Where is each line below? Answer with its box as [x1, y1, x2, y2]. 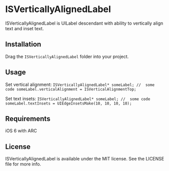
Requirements [5, 114, 50, 123]
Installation [5, 40, 41, 49]
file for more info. [5, 161, 41, 167]
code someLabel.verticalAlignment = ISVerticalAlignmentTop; [5, 87, 137, 92]
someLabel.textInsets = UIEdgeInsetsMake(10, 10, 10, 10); [5, 101, 132, 106]
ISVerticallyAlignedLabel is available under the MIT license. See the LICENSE [5, 156, 164, 162]
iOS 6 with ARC [5, 128, 37, 134]
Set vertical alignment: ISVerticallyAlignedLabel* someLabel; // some [5, 81, 155, 88]
